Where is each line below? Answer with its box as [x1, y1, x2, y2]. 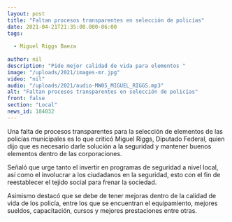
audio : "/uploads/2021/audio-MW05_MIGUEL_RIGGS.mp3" [7, 82, 164, 89]
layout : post [7, 10, 45, 18]
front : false [7, 95, 45, 102]
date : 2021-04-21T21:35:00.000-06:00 [7, 23, 117, 30]
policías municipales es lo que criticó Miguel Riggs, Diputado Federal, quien [7, 134, 225, 143]
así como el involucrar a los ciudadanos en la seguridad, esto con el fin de [7, 170, 221, 179]
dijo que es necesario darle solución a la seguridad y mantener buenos [7, 141, 212, 151]
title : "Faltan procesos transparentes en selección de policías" [7, 17, 205, 24]
